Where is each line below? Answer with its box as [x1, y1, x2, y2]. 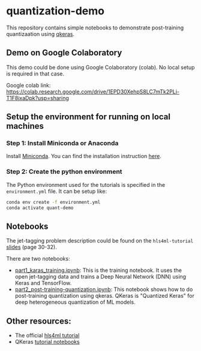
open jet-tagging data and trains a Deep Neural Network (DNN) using [14, 273, 187, 280]
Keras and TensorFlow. [14, 280, 72, 287]
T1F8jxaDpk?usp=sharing [6, 94, 69, 101]
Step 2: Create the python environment [6, 168, 122, 176]
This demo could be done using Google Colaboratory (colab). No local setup [6, 63, 195, 71]
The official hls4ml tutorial [14, 332, 80, 339]
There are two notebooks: [6, 255, 70, 262]
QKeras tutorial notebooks [14, 338, 80, 346]
